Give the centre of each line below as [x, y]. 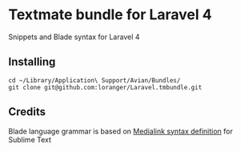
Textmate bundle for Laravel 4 [110, 15]
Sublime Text [30, 139]
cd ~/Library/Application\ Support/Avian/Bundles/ [94, 80]
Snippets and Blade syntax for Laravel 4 [74, 37]
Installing [32, 62]
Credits [27, 112]
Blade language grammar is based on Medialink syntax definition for [121, 131]
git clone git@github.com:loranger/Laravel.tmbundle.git [105, 87]
